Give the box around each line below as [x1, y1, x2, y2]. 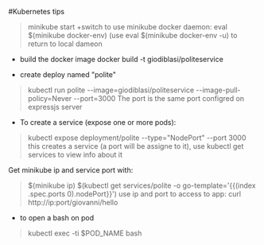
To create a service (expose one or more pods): [19, 118, 177, 126]
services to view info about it [27, 150, 123, 159]
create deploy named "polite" [19, 70, 117, 79]
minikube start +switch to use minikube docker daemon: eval [27, 22, 228, 31]
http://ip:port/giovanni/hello [27, 198, 118, 207]
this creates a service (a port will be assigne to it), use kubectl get [27, 142, 244, 150]
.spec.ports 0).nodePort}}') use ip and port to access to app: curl [27, 189, 241, 198]
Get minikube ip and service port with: [8, 165, 134, 174]
